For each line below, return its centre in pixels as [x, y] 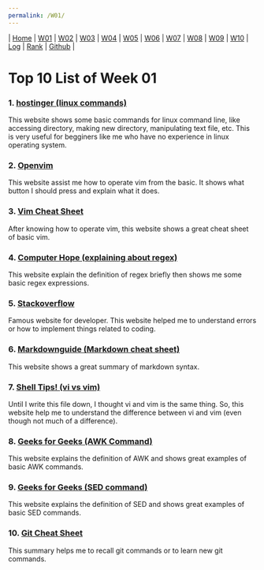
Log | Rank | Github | [41, 46]
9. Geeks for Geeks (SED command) [78, 487]
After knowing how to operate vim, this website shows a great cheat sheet [128, 229]
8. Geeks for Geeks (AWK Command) [80, 441]
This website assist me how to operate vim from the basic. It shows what [126, 183]
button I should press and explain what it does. [84, 191]
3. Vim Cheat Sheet [46, 211]
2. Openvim [31, 166]
